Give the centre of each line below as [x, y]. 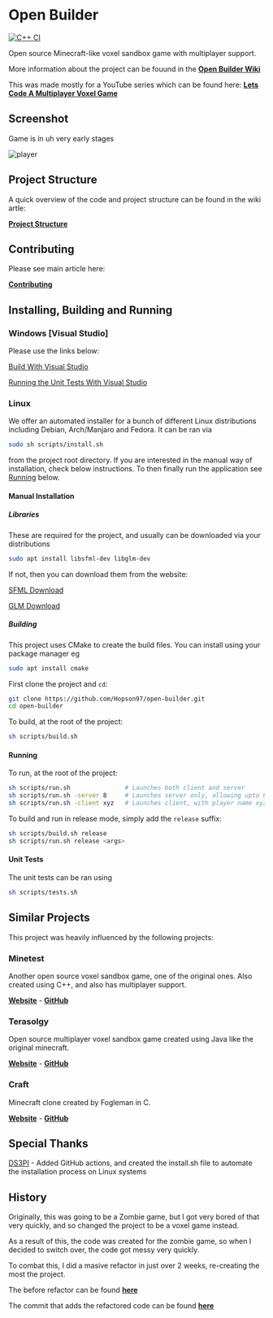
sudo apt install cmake [49, 668]
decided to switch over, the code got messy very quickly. [104, 1250]
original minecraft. [39, 1048]
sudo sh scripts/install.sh [56, 444]
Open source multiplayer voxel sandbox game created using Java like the [131, 1039]
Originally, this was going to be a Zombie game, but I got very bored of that [134, 1217]
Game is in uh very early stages [61, 138]
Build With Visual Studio [48, 366]
